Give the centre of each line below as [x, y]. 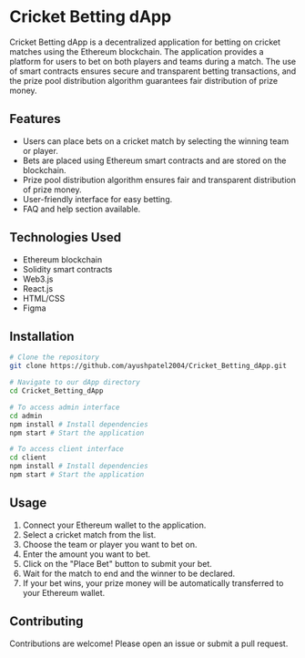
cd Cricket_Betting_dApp [56, 391]
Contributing [46, 622]
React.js [38, 288]
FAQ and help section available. [81, 209]
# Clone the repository [55, 357]
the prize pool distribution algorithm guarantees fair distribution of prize [144, 80]
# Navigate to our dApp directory [75, 383]
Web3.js [38, 279]
